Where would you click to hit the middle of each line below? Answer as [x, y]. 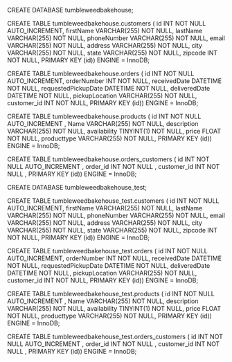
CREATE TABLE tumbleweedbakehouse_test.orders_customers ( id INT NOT [115, 336]
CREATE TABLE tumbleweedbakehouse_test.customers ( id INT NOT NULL [113, 201]
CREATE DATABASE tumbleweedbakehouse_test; [77, 187]
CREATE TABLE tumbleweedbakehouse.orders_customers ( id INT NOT [108, 159]
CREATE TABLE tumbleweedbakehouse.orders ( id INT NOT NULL [101, 73]
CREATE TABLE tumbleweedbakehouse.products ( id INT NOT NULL [104, 116]
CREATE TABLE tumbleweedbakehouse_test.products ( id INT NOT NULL [111, 294]
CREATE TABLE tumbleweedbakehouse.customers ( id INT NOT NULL [107, 23]
